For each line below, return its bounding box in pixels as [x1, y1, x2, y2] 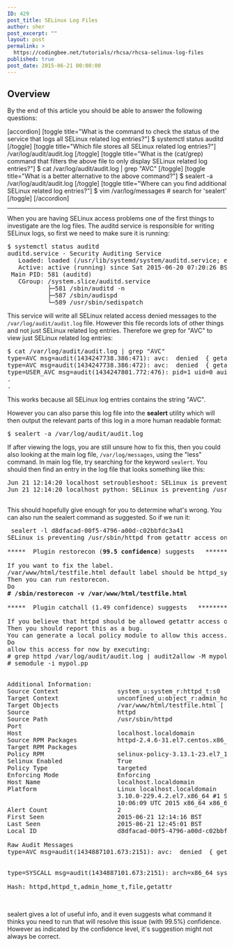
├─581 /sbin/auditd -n [47, 284, 125, 293]
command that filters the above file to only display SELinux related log [7, 157, 208, 166]
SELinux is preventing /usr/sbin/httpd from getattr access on [7, 534, 228, 542]
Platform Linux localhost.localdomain [7, 785, 217, 793]
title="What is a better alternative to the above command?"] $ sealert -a [7, 172, 213, 180]
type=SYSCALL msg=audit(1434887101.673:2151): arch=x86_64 [7, 869, 214, 877]
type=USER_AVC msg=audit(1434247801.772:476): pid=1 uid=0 [7, 368, 214, 376]
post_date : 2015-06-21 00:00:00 [7, 62, 101, 69]
